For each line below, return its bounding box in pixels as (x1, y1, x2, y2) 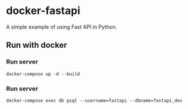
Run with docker (6, 40, 68, 50)
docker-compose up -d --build (6, 71, 80, 77)
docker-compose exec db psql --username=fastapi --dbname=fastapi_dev (6, 97, 183, 103)
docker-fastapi (6, 4, 80, 17)
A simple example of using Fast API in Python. (6, 23, 117, 30)
